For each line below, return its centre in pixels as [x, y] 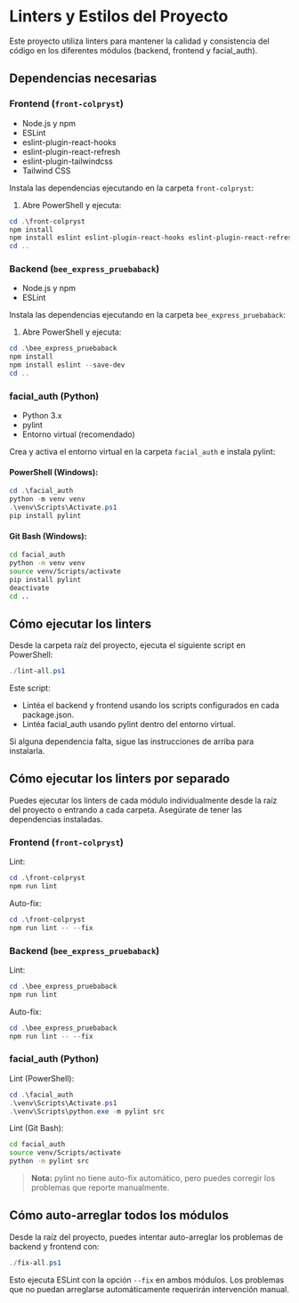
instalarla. [27, 751]
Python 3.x [42, 416]
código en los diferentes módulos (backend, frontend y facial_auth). [133, 50]
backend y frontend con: [54, 1246]
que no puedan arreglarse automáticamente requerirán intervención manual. [149, 1289]
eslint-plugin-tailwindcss [67, 161]
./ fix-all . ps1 [36, 1263]
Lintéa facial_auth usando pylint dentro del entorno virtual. [129, 724]
